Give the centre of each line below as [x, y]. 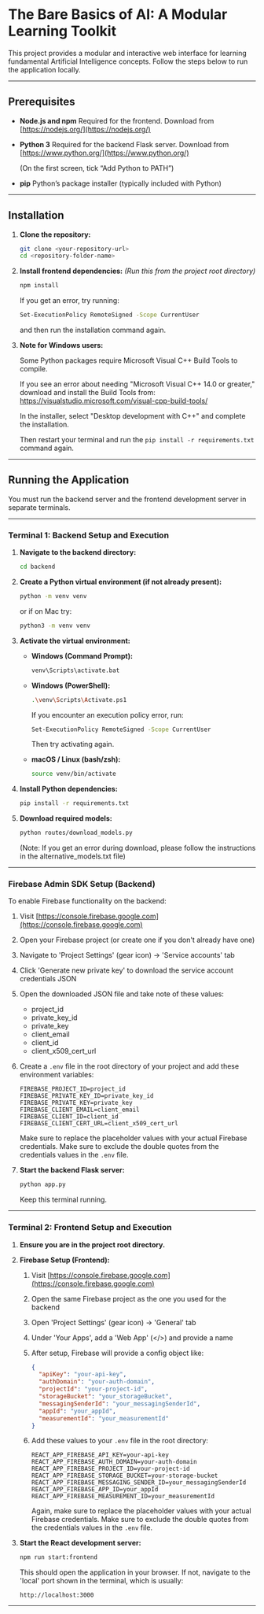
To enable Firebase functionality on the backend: [87, 901]
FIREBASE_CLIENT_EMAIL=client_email [79, 1110]
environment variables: [57, 1075]
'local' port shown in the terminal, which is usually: [101, 1581]
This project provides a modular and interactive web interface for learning [128, 53]
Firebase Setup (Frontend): [64, 1260]
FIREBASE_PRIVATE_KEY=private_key [76, 1103]
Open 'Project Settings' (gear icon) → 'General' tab [114, 1322]
